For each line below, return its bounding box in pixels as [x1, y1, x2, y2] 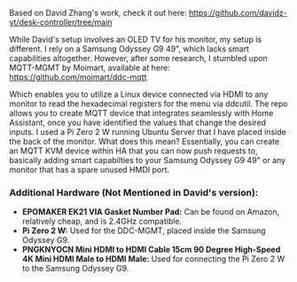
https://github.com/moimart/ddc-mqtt [9, 72, 147, 82]
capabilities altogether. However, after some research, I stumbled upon [9, 53, 268, 63]
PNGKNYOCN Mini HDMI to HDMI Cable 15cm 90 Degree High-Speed [21, 244, 281, 255]
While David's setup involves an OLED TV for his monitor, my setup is [9, 35, 262, 44]
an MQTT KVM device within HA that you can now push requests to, [9, 145, 258, 156]
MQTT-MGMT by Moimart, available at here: [9, 62, 170, 73]
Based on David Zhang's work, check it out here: [9, 8, 188, 18]
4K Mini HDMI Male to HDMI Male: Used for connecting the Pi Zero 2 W [21, 254, 285, 264]
